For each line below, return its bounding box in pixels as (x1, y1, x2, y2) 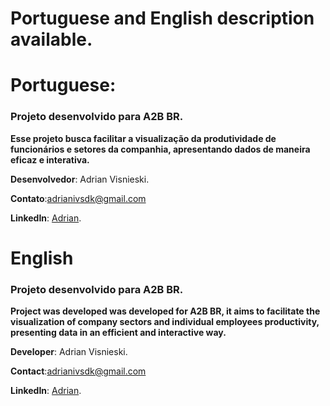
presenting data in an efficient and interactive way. (10, 327, 227, 339)
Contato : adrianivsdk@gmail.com (10, 192, 147, 204)
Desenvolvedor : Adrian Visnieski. (10, 173, 150, 185)
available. (10, 28, 93, 51)
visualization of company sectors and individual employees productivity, (10, 316, 320, 328)
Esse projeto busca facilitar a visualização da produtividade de (10, 132, 277, 144)
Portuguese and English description (10, 7, 315, 30)
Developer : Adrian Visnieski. (10, 346, 128, 358)
